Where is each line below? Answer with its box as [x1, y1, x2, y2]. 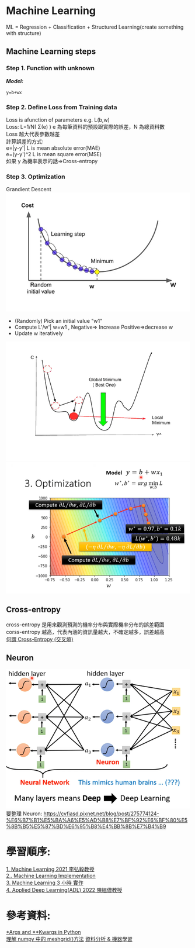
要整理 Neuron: [6, 810, 43, 817]
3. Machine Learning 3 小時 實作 [6, 879, 83, 886]
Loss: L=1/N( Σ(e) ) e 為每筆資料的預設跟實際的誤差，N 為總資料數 [6, 123, 165, 130]
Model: [6, 77, 24, 84]
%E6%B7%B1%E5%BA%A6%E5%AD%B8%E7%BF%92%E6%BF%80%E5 [6, 816, 188, 823]
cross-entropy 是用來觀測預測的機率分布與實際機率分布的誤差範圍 [6, 621, 165, 628]
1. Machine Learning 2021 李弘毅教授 [6, 866, 95, 873]
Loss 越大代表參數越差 [6, 130, 60, 137]
